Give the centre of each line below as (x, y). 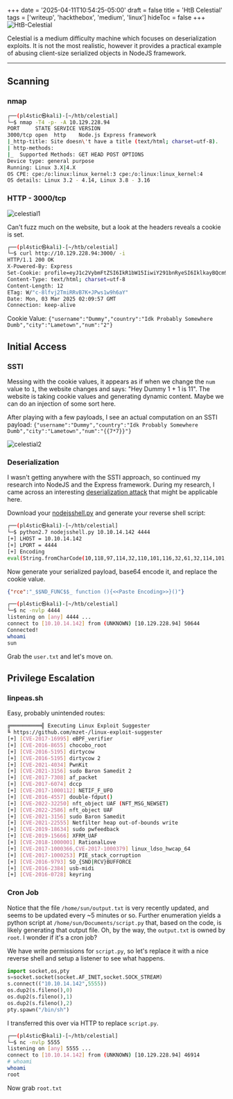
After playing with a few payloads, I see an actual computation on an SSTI (112, 418)
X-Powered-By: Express (40, 267)
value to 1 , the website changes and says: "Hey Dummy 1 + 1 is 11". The (109, 389)
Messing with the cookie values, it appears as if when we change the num (111, 381)
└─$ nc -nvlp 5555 (34, 1042)
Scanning (28, 82)
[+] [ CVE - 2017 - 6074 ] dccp (44, 784)
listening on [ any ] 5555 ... (49, 1049)
